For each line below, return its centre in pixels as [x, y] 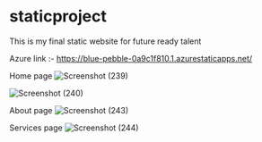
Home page [31, 75]
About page [31, 110]
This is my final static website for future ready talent [105, 41]
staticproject [58, 17]
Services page [36, 128]
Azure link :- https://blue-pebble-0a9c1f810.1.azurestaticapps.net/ [131, 58]
